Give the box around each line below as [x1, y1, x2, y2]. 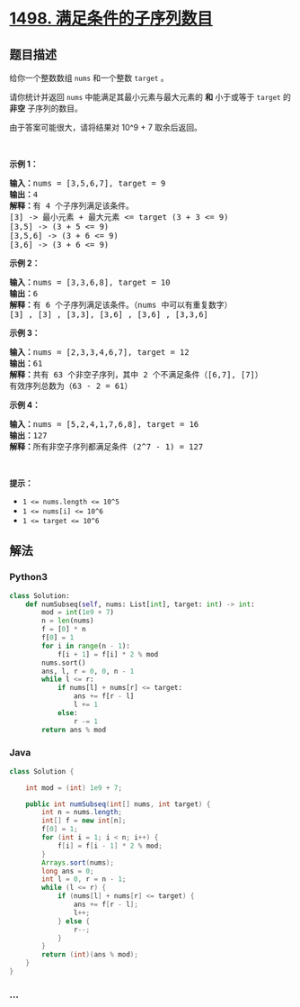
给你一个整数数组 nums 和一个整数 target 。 [9, 73, 169, 83]
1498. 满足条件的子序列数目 [9, 8, 213, 29]
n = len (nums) [41, 616, 94, 626]
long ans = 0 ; [41, 866, 94, 875]
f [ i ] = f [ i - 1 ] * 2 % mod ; [57, 841, 163, 850]
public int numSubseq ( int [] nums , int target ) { [25, 799, 211, 809]
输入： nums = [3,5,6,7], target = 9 [9, 178, 166, 188]
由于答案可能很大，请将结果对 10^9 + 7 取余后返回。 [9, 122, 202, 132]
